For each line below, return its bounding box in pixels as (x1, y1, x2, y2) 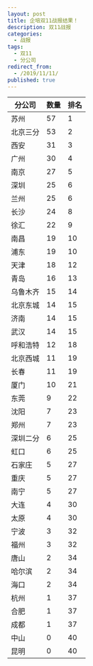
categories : (7, 30, 43, 38)
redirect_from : (7, 63, 53, 70)
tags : (7, 43, 23, 50)
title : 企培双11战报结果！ (7, 17, 79, 24)
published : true (7, 76, 55, 84)
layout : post (7, 10, 46, 18)
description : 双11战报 (7, 23, 72, 31)
